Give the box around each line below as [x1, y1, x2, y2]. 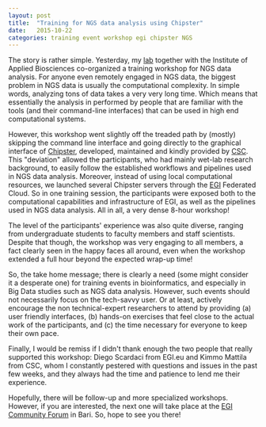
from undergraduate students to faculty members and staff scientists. [8, 229, 236, 238]
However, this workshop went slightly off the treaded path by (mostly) [8, 130, 236, 139]
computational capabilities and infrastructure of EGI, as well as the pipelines [8, 197, 256, 207]
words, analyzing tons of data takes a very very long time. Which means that [8, 89, 258, 99]
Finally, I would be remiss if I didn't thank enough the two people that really [8, 344, 253, 353]
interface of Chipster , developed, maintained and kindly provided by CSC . [8, 147, 249, 156]
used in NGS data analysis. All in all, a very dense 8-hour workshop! [8, 205, 230, 215]
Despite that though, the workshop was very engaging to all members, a [8, 238, 244, 247]
